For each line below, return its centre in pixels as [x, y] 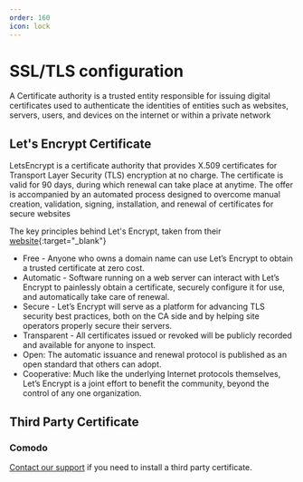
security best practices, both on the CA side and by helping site [141, 316]
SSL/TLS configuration [96, 71]
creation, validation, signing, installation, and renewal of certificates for [142, 204]
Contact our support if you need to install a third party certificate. [131, 467]
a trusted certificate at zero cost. [83, 268]
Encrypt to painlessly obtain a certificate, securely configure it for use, [153, 287]
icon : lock [30, 26]
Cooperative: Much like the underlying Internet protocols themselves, [151, 374]
